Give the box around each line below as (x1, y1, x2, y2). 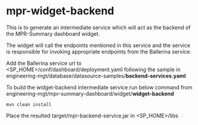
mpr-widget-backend (6, 4, 114, 18)
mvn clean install (6, 101, 52, 108)
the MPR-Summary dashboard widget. (6, 30, 100, 37)
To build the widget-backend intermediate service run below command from (6, 83, 193, 90)
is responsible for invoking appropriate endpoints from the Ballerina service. (6, 48, 191, 55)
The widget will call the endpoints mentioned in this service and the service (6, 42, 191, 49)
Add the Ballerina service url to (6, 60, 82, 67)
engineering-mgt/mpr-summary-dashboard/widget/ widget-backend (6, 90, 174, 97)
